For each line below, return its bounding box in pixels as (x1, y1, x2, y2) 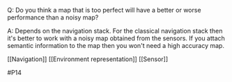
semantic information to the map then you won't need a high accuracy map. (7, 42, 225, 49)
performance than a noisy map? (7, 13, 99, 22)
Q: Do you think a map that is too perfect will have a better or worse (7, 6, 201, 14)
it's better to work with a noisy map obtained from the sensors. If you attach (7, 34, 225, 42)
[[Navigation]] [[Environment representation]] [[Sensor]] (7, 55, 169, 63)
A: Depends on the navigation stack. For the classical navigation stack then (7, 27, 223, 35)
